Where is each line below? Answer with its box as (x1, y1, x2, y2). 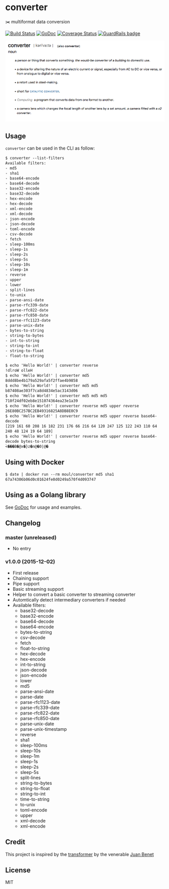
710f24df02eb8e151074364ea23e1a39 (5, 399, 78, 404)
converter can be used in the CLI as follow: (5, 145, 95, 151)
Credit (5, 838, 25, 846)
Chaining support (12, 575, 49, 581)
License (5, 866, 31, 874)
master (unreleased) (5, 534, 57, 541)
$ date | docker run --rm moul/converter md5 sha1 (5, 472, 114, 477)
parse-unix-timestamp (20, 726, 67, 732)
